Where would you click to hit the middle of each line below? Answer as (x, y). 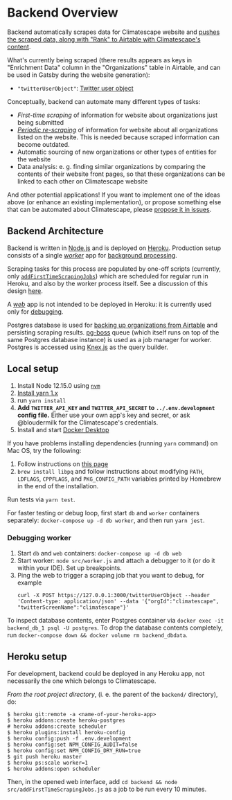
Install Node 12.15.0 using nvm (59, 385)
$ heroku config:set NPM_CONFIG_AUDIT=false (72, 745)
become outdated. (44, 144)
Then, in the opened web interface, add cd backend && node (92, 781)
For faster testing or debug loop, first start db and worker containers (103, 513)
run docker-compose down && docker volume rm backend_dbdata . (98, 634)
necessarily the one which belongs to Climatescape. (82, 681)
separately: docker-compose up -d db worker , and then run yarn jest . (106, 520)
